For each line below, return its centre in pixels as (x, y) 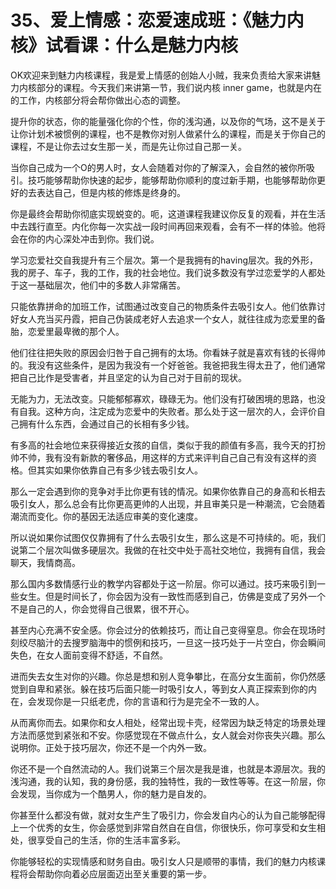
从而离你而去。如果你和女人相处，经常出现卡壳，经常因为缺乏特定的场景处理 (168, 722)
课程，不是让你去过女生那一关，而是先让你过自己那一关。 (128, 146)
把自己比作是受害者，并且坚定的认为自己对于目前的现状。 (128, 377)
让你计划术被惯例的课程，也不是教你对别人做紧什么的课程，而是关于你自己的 (168, 133)
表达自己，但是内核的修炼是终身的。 (111, 192)
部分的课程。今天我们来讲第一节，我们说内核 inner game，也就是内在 (179, 87)
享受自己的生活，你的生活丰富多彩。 (111, 840)
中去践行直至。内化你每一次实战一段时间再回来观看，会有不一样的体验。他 (163, 226)
